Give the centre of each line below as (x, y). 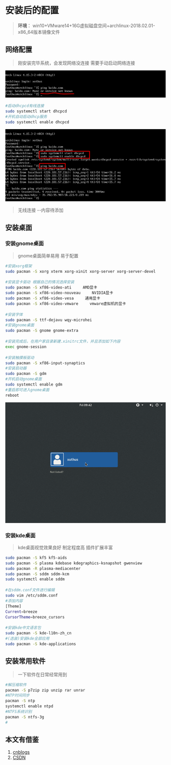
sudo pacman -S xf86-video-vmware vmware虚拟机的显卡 (66, 304)
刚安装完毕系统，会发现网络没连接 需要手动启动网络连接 (76, 63)
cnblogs (21, 752)
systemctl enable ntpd (29, 706)
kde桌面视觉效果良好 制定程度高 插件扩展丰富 (65, 547)
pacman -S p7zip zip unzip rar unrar (45, 690)
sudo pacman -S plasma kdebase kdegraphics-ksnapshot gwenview (74, 563)
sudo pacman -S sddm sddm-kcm (37, 574)
